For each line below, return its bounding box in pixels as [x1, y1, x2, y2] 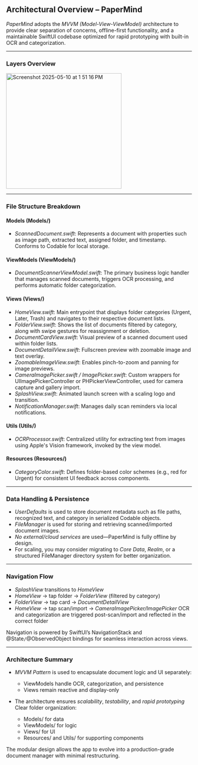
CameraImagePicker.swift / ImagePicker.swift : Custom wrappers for [14, 371, 180, 378]
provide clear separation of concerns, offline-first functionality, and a [6, 27, 174, 34]
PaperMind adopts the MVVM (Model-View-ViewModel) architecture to [6, 20, 179, 27]
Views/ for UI [23, 728, 55, 735]
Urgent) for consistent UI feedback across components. [14, 475, 150, 482]
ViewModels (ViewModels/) [6, 256, 76, 263]
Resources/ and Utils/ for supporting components [23, 734, 144, 741]
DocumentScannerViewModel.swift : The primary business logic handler [14, 269, 190, 276]
